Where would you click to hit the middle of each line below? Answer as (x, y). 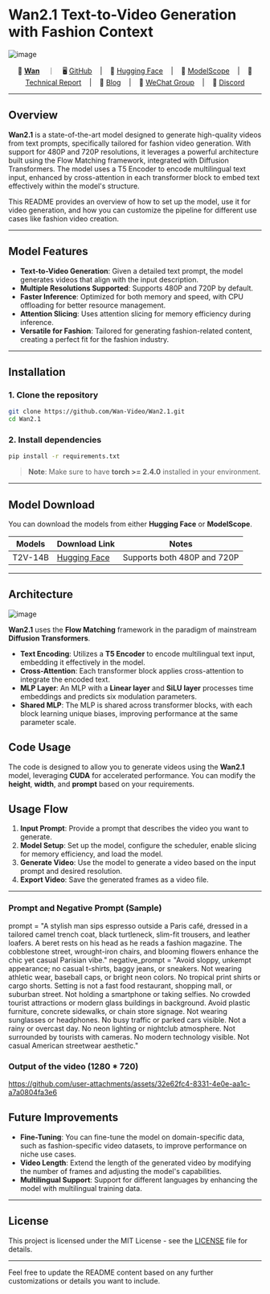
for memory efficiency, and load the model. (91, 854)
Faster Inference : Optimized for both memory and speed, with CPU (131, 296)
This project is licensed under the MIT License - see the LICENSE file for (128, 1240)
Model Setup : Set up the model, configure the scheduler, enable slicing (138, 846)
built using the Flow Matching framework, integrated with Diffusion (119, 160)
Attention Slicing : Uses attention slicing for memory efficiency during (135, 313)
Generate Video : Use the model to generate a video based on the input (138, 863)
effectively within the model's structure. (74, 186)
